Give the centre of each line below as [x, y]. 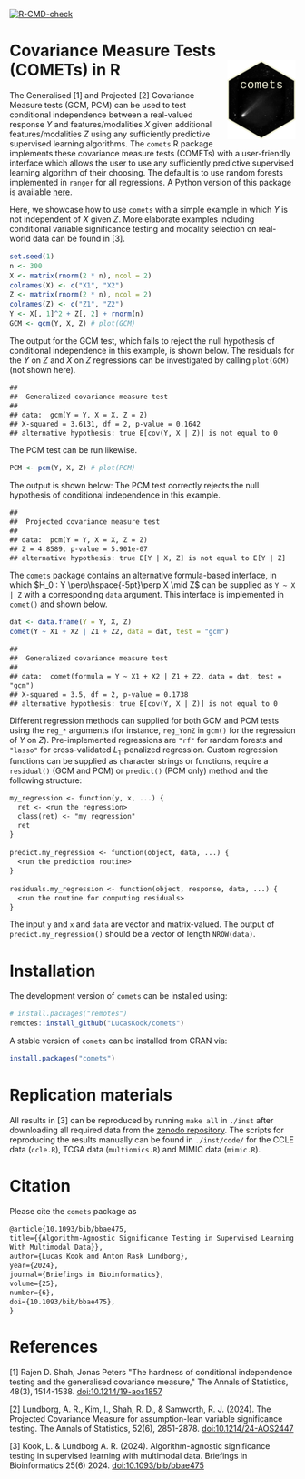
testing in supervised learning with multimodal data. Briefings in [128, 1455]
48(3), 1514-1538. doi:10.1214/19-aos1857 [86, 1391]
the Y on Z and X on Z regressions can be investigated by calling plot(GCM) [149, 360]
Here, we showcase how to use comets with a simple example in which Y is [149, 209]
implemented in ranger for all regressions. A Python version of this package [151, 182]
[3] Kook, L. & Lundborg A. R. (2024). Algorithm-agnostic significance [140, 1445]
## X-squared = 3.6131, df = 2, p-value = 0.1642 [105, 424]
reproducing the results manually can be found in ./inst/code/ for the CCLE [152, 1139]
